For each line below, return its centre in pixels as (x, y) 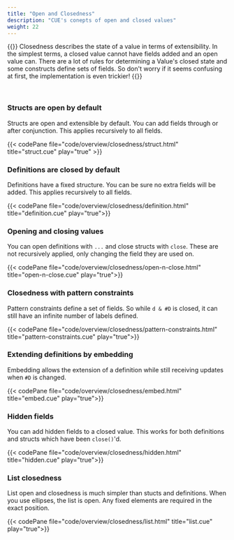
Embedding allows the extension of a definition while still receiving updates (115, 370)
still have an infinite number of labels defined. (73, 316)
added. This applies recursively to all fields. (70, 192)
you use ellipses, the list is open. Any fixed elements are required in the (110, 501)
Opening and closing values (56, 231)
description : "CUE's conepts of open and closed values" (92, 20)
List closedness (35, 478)
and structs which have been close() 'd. (64, 439)
